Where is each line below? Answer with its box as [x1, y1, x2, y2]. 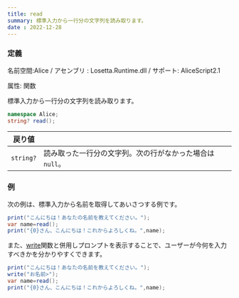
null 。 [43, 159, 66, 169]
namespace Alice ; [7, 111, 59, 118]
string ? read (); [7, 117, 55, 125]
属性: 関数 [7, 81, 36, 90]
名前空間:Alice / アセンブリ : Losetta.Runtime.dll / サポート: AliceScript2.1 [7, 66, 221, 75]
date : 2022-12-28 [7, 24, 62, 31]
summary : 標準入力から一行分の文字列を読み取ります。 [7, 17, 147, 24]
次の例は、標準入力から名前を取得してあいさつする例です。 [7, 200, 181, 208]
